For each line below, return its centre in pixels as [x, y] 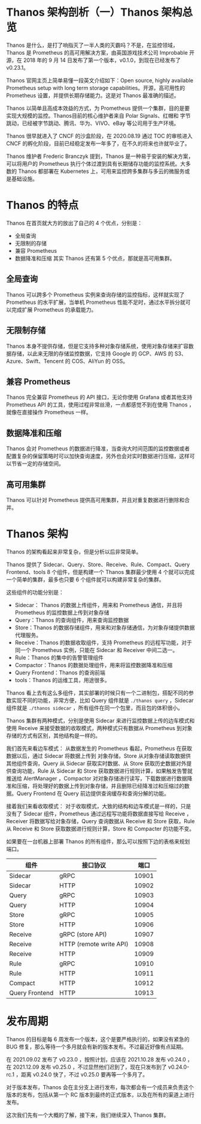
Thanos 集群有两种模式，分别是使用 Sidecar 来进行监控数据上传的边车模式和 [100, 721]
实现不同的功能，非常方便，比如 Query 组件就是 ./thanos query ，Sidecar [102, 700]
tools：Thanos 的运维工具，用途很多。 [62, 680]
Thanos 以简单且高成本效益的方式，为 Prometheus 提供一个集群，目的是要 [98, 108]
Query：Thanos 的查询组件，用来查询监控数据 [72, 620]
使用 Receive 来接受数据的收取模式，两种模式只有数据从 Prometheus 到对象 [99, 728]
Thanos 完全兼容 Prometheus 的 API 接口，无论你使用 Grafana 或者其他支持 [99, 397]
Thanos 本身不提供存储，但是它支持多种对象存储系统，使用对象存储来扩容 [98, 346]
